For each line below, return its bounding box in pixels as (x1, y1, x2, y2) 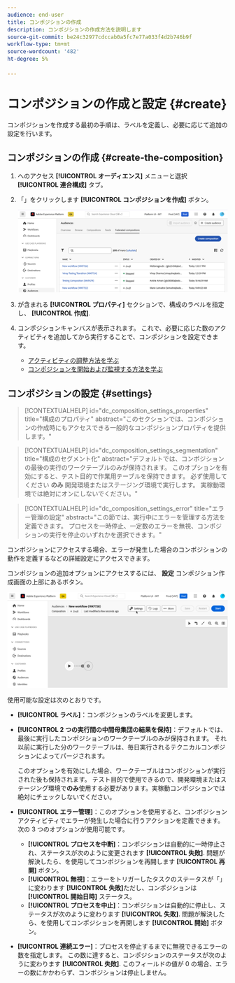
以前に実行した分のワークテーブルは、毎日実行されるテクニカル (17, 742, 201, 751)
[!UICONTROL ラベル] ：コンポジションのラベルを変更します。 (17, 710, 197, 719)
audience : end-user (7, 11, 64, 18)
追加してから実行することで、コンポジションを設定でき (53, 333, 213, 341)
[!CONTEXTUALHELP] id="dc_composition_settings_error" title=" (24, 504, 212, 513)
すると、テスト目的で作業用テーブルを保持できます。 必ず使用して (36, 472, 227, 480)
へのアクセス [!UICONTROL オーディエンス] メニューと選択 (17, 171, 187, 180)
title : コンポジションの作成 (7, 18, 82, 26)
